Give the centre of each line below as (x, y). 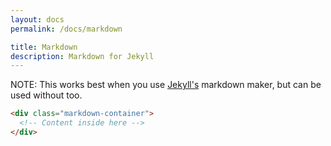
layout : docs (37, 19)
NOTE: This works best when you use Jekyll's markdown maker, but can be (166, 85)
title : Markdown (44, 47)
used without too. (46, 95)
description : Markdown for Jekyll (82, 56)
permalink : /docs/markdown (66, 29)
